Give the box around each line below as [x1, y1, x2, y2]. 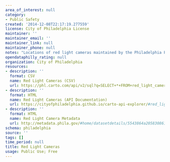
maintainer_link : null [5, 41, 53, 46]
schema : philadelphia [5, 125, 51, 131]
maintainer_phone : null [5, 45, 56, 50]
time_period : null [5, 140, 44, 145]
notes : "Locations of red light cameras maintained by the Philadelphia [5, 50, 162, 55]
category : [5, 12, 26, 17]
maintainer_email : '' [5, 36, 51, 41]
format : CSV [10, 74, 35, 79]
